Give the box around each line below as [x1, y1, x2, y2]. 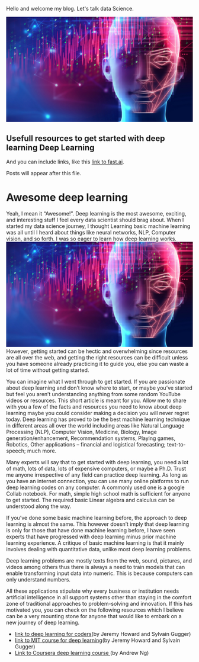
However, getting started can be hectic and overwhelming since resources [6, 348, 188, 355]
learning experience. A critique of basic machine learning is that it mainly [6, 539, 184, 547]
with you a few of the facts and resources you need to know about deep [6, 403, 182, 410]
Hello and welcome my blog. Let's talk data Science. [6, 5, 134, 12]
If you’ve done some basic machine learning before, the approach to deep [6, 514, 188, 521]
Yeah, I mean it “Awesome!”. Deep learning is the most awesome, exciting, [6, 210, 187, 217]
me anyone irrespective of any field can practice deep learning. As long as [6, 471, 188, 478]
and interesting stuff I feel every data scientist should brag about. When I [6, 216, 184, 224]
